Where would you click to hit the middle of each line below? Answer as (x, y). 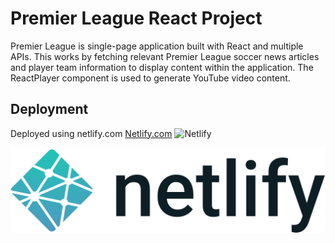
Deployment (49, 109)
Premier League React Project (136, 18)
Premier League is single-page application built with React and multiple (157, 46)
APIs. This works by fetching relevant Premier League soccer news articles (165, 56)
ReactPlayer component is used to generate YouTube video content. (150, 78)
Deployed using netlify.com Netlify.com (91, 133)
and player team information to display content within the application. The (162, 67)
